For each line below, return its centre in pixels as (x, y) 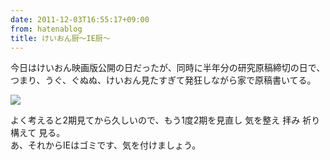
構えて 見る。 (38, 133)
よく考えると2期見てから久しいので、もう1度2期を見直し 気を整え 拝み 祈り (165, 120)
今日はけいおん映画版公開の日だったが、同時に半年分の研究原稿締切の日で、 (168, 68)
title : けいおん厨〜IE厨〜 (60, 38)
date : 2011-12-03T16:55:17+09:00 (80, 19)
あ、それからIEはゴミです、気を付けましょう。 (106, 145)
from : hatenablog (46, 29)
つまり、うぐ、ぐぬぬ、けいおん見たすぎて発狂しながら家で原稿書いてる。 (163, 80)
